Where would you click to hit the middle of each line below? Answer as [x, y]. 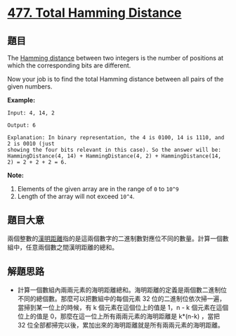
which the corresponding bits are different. [69, 65]
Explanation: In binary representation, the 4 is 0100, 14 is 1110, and [116, 138]
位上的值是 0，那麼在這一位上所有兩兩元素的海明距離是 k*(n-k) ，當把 [118, 316]
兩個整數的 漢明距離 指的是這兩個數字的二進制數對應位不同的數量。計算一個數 [118, 238]
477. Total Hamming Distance [94, 13]
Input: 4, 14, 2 [31, 113]
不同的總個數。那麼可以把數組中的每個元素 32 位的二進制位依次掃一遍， [122, 298]
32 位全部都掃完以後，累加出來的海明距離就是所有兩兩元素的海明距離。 [120, 325]
